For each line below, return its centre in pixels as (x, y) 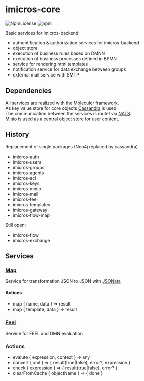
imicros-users (27, 162)
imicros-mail (25, 194)
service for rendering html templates (50, 64)
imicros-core (33, 9)
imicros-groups (28, 167)
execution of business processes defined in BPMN (64, 58)
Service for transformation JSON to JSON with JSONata (63, 281)
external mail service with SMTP (46, 74)
